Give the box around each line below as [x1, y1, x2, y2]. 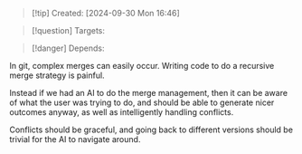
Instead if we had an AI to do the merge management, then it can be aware [9, 88, 288, 98]
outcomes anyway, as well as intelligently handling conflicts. [9, 107, 234, 117]
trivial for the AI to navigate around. [9, 134, 141, 144]
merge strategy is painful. [9, 70, 106, 81]
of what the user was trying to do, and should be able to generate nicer [9, 97, 275, 108]
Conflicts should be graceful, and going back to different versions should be [9, 124, 294, 135]
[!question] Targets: [31, 25, 106, 35]
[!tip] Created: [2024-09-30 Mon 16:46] [31, 8, 181, 18]
